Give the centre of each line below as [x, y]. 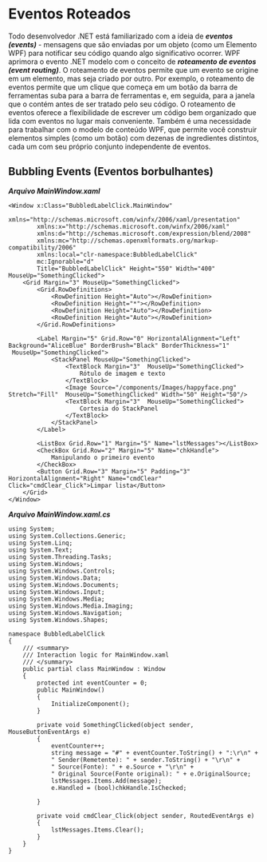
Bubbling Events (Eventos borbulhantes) [111, 172]
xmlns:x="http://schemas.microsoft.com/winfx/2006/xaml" [133, 226]
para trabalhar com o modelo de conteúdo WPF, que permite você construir [133, 130]
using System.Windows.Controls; [62, 571]
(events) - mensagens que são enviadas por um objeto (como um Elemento [133, 44]
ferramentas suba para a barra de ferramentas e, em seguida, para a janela [132, 95]
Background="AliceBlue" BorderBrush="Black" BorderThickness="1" [119, 345]
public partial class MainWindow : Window [94, 668]
